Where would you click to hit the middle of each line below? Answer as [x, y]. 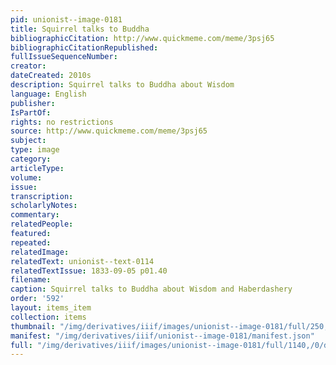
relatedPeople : [42, 224]
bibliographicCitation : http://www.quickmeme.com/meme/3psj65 [142, 38]
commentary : [35, 215]
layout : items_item [51, 308]
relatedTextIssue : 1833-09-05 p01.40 [89, 271]
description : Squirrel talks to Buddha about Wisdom [122, 85]
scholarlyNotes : [44, 206]
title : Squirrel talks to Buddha [80, 29]
